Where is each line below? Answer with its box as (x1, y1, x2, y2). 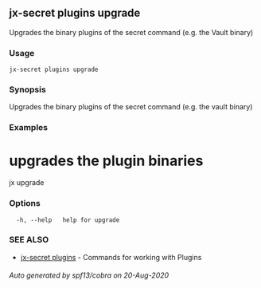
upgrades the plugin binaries (9, 152, 204, 170)
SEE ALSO (9, 235, 49, 246)
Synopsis (9, 84, 46, 95)
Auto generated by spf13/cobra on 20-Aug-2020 (9, 270, 169, 280)
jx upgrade (9, 178, 45, 187)
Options (9, 198, 41, 209)
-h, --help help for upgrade (16, 215, 120, 224)
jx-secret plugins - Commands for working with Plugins (20, 252, 202, 262)
